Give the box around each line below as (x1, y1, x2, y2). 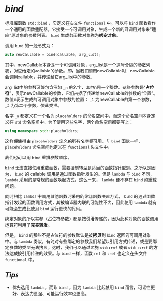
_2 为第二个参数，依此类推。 (5, 102, 62, 108)
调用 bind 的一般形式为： (5, 42, 55, 48)
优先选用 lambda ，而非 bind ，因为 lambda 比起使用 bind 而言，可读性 (12, 284, 151, 290)
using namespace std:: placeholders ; (5, 128, 79, 133)
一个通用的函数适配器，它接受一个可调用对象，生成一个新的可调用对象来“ (5, 26, 152, 32)
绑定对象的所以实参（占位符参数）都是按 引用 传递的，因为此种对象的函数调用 (5, 215, 159, 222)
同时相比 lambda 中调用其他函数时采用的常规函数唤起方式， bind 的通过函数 (5, 193, 156, 199)
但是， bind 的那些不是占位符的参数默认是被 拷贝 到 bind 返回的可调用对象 (5, 232, 151, 238)
